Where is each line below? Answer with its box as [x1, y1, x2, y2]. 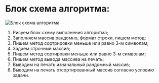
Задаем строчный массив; [12, 45, 71, 51]
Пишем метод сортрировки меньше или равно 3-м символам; [12, 40, 149, 46]
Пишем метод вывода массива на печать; [12, 56, 104, 62]
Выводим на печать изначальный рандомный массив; [12, 61, 130, 67]
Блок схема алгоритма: [5, 3, 110, 15]
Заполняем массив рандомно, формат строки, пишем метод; [12, 35, 146, 41]
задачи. [12, 72, 29, 78]
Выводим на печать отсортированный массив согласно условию [12, 66, 154, 73]
